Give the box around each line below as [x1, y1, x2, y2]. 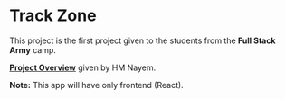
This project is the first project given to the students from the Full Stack [9, 35, 276, 46]
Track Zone [9, 5, 97, 26]
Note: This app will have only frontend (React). [9, 79, 184, 90]
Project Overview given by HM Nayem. [9, 62, 157, 73]
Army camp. [9, 44, 57, 55]
